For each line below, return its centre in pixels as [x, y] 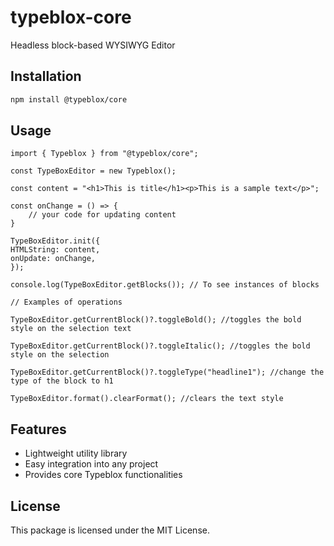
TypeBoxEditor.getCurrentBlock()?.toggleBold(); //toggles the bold [156, 320]
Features [38, 429]
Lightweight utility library [76, 453]
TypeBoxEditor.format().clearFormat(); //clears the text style [147, 399]
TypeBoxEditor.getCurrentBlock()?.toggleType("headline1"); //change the [167, 372]
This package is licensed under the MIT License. [110, 530]
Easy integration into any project [91, 464]
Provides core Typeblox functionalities [103, 475]
